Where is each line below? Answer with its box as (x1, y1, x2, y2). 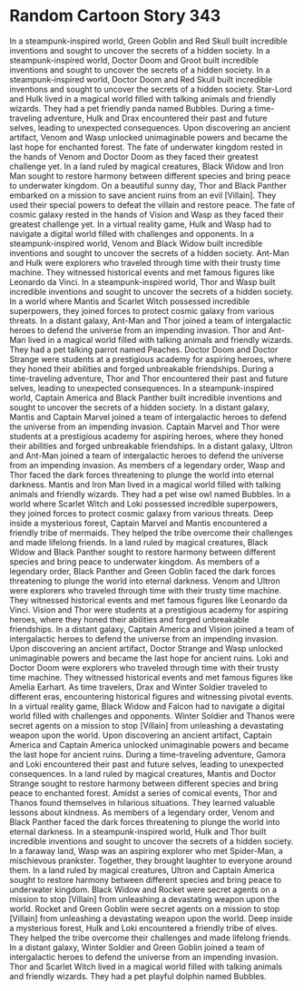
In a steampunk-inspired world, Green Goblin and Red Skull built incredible (9, 35, 288, 46)
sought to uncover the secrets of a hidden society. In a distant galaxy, (9, 401, 270, 413)
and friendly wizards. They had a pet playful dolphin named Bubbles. (9, 970, 267, 981)
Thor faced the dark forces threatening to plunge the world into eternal (9, 469, 274, 480)
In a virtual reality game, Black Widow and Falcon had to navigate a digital (9, 701, 286, 711)
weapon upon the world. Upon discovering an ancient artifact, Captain (9, 730, 272, 741)
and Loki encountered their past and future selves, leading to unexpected (9, 759, 284, 770)
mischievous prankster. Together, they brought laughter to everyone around (9, 855, 292, 866)
